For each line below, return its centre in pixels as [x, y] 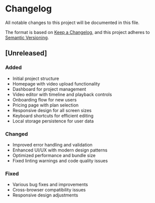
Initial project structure [36, 78]
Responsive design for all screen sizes [52, 110]
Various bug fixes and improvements [50, 184]
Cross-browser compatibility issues [49, 190]
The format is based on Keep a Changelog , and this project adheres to [77, 32]
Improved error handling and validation [52, 144]
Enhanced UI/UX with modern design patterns [60, 150]
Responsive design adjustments [45, 195]
